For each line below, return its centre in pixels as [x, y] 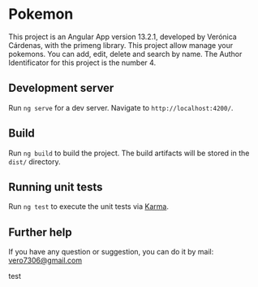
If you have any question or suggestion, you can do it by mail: [111, 252]
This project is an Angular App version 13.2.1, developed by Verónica [123, 37]
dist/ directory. [34, 161]
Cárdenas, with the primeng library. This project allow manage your [121, 45]
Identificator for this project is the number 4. [82, 63]
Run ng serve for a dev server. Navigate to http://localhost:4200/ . [121, 107]
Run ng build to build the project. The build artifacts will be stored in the [129, 153]
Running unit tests [56, 187]
